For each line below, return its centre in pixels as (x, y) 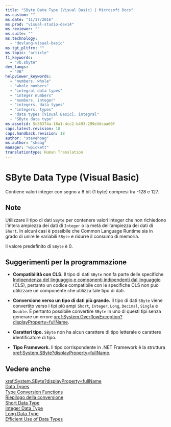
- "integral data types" (36, 91)
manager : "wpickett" (27, 148)
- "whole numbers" (30, 86)
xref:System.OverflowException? (88, 317)
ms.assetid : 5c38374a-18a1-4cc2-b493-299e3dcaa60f (60, 124)
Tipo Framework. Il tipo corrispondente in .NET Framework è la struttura (89, 347)
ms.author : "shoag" (26, 143)
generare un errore (33, 317)
